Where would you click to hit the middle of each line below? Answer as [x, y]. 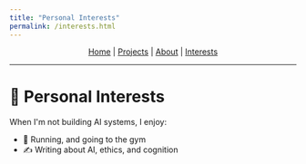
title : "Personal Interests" [65, 18]
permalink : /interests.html [63, 26]
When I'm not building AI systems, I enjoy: [88, 122]
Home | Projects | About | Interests [153, 52]
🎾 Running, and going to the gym [84, 140]
